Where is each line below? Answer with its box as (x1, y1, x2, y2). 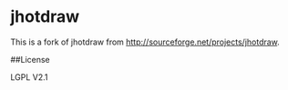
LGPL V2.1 (10, 71, 48, 83)
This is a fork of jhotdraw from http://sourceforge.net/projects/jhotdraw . (10, 36, 281, 47)
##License (10, 54, 51, 65)
